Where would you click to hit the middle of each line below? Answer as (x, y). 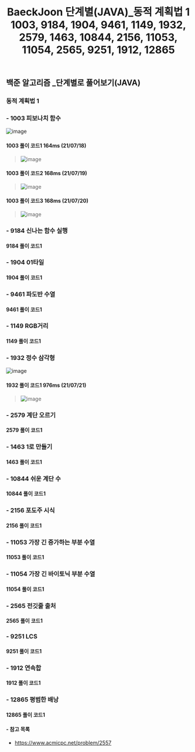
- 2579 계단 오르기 (31, 415)
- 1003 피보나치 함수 (34, 118)
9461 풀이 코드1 (24, 309)
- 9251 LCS (22, 637)
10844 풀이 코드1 (26, 494)
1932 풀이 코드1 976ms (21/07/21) (46, 385)
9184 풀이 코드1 (24, 246)
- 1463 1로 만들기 (29, 447)
